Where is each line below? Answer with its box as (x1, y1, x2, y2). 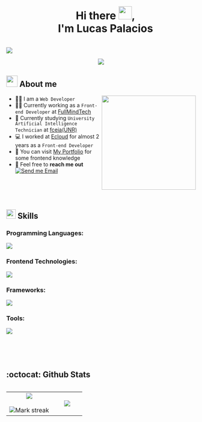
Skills (17, 211, 38, 221)
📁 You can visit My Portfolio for (14, 148, 92, 155)
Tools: (6, 314, 25, 323)
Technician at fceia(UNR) (14, 126, 78, 133)
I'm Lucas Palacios (58, 22, 153, 36)
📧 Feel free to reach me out (14, 160, 84, 168)
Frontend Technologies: (6, 257, 78, 266)
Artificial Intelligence (14, 121, 78, 127)
